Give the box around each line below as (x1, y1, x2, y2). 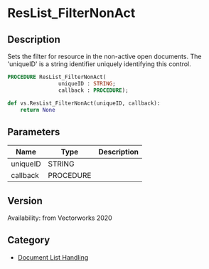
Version (7, 194, 43, 207)
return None (20, 106, 55, 113)
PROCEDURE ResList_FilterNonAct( (7, 73, 107, 80)
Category (7, 234, 50, 246)
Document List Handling (17, 253, 89, 261)
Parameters (7, 126, 60, 138)
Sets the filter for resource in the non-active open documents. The (7, 52, 202, 60)
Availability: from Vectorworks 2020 (7, 213, 112, 222)
